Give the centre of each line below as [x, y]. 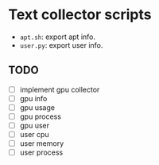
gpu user [35, 126]
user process [41, 152]
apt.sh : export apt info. [57, 37]
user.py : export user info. [61, 45]
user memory [42, 143]
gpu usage [37, 107]
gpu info [33, 98]
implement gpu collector [60, 89]
